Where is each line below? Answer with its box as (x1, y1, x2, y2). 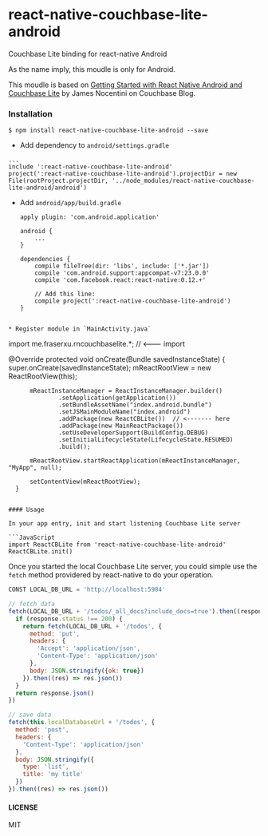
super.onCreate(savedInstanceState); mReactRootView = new (8, 363, 211, 373)
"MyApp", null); (8, 464, 62, 472)
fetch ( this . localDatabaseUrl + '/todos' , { (8, 719, 156, 727)
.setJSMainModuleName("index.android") (58, 408, 191, 416)
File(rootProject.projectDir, (8, 177, 109, 185)
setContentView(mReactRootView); (29, 477, 141, 486)
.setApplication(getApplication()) (58, 394, 177, 402)
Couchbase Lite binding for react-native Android (8, 49, 167, 58)
